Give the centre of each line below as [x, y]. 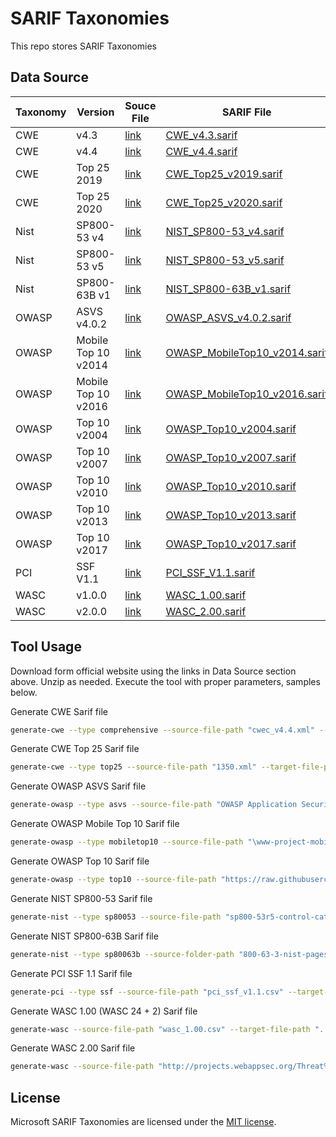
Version [95, 112]
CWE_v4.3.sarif [201, 135]
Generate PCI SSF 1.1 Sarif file [71, 973]
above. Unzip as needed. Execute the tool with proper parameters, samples [165, 681]
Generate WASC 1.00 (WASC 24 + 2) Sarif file [104, 1011]
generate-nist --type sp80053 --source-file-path [116, 917]
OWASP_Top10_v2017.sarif [231, 544]
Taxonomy [41, 112]
